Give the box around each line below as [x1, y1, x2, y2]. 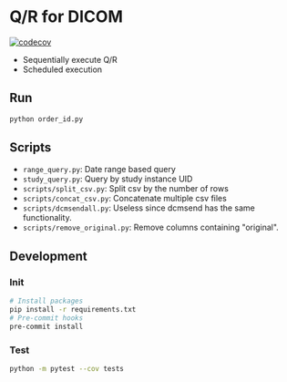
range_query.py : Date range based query [22, 164, 176, 175]
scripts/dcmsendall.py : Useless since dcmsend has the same [22, 202, 255, 213]
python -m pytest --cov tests [9, 364, 125, 373]
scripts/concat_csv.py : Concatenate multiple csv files [22, 193, 228, 204]
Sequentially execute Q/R [22, 54, 118, 65]
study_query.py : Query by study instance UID [22, 173, 193, 184]
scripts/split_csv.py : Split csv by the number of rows [22, 183, 230, 194]
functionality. [22, 212, 72, 223]
